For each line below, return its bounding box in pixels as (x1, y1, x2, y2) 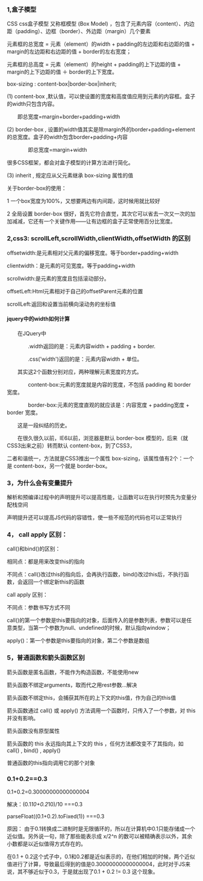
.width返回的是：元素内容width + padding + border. (27, 342, 156, 350)
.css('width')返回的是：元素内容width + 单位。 (27, 355, 143, 363)
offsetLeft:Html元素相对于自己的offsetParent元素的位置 (7, 287, 143, 294)
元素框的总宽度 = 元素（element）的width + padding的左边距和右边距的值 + (7, 40, 195, 48)
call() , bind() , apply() (7, 747, 61, 754)
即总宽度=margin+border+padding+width (17, 113, 120, 120)
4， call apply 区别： (7, 531, 68, 539)
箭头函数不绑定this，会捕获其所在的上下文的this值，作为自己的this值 (7, 694, 176, 701)
